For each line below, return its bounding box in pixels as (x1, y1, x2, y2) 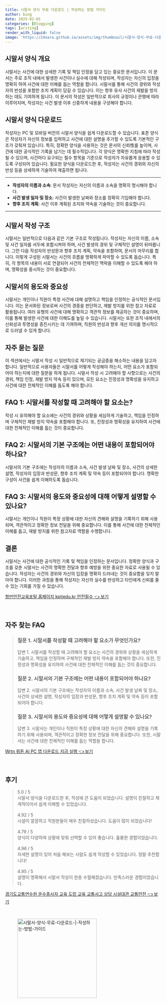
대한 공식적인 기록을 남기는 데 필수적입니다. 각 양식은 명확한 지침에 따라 (14, 148, 152, 154)
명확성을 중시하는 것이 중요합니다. (11, 267, 77, 272)
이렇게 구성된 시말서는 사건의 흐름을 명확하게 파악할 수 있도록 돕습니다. (15, 254, 152, 260)
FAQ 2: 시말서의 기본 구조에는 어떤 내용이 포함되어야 (5, 441, 155, 449)
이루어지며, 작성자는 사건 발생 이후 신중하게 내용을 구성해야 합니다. (5, 100, 133, 106)
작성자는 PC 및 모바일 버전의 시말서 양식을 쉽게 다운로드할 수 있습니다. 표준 (5, 130, 149, 135)
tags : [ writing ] (5, 26, 39, 31)
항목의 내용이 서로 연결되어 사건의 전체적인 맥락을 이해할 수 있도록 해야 (16, 260, 153, 266)
